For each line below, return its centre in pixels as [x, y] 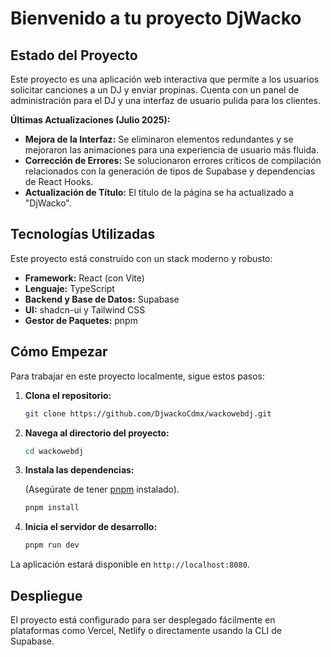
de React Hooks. [59, 181]
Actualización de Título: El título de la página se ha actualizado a [159, 192]
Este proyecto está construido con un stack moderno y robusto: [141, 258]
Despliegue [46, 595]
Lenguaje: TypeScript [69, 288]
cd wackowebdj [54, 451]
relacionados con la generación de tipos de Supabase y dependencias [170, 171]
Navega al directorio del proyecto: [97, 433]
